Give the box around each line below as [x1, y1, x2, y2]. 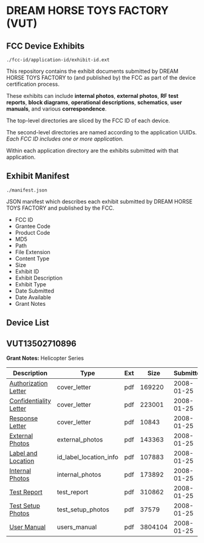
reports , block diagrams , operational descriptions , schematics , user [6, 99, 182, 106]
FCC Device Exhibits [6, 41, 85, 51]
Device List [6, 317, 50, 328]
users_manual [56, 523, 97, 531]
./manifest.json [6, 187, 47, 193]
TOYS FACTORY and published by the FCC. [6, 204, 115, 212]
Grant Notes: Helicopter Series [6, 355, 84, 362]
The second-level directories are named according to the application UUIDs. [6, 129, 197, 136]
